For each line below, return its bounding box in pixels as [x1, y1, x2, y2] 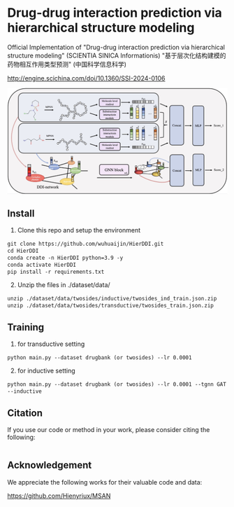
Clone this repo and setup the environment [17, 226, 141, 235]
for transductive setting [17, 340, 85, 348]
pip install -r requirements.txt [7, 268, 105, 276]
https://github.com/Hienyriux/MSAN [7, 492, 111, 500]
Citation [7, 407, 43, 419]
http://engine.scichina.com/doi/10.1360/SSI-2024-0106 [7, 74, 166, 82]
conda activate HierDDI [7, 261, 77, 269]
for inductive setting [17, 366, 75, 375]
